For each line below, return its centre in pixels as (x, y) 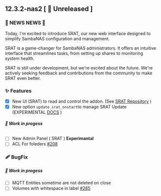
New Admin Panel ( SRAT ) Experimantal (53, 139)
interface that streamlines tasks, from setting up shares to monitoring (74, 53)
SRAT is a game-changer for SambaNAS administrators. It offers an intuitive (80, 48)
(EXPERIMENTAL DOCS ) (37, 112)
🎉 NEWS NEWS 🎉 (25, 23)
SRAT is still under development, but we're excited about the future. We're (79, 68)
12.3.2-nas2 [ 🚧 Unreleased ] (49, 9)
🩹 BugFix (16, 157)
